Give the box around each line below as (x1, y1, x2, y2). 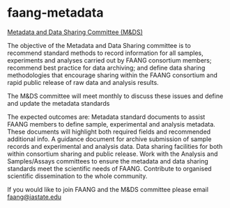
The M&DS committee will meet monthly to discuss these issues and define (7, 92, 224, 100)
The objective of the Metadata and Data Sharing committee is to (7, 41, 192, 49)
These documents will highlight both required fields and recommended (7, 127, 211, 136)
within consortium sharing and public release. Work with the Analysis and (7, 150, 218, 158)
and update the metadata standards (7, 99, 110, 107)
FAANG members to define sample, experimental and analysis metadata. (7, 120, 216, 128)
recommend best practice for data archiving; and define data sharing (7, 63, 206, 72)
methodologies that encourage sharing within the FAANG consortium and (7, 71, 217, 79)
